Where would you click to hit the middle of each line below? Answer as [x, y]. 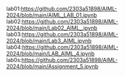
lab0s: [14, 60]
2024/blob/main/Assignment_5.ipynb [52, 66]
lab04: [14, 47]
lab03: [14, 34]
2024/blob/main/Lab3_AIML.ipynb [49, 41]
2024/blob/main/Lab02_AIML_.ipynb [52, 28]
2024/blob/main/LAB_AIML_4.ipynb [51, 53]
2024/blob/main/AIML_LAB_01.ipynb [52, 15]
